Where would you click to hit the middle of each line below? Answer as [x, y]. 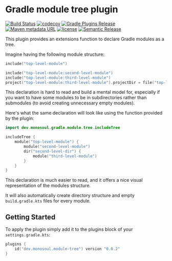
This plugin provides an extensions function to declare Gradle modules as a [85, 39]
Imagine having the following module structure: [55, 54]
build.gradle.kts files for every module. [48, 201]
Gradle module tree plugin [62, 9]
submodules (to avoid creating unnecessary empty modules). [70, 103]
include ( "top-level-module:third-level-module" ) [58, 78]
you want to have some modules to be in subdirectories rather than [76, 98]
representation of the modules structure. [48, 186]
